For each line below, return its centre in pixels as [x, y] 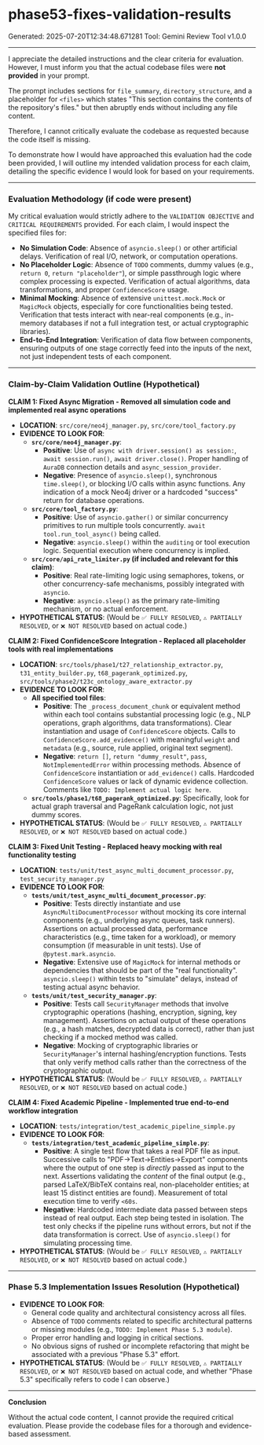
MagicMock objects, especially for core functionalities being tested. [126, 306]
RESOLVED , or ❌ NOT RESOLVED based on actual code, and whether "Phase [136, 1371]
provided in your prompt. [49, 75]
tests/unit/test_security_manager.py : [94, 995]
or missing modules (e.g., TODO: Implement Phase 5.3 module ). [132, 1329]
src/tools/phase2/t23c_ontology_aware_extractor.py [106, 681]
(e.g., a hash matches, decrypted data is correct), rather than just [149, 1029]
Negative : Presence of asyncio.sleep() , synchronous [130, 475]
